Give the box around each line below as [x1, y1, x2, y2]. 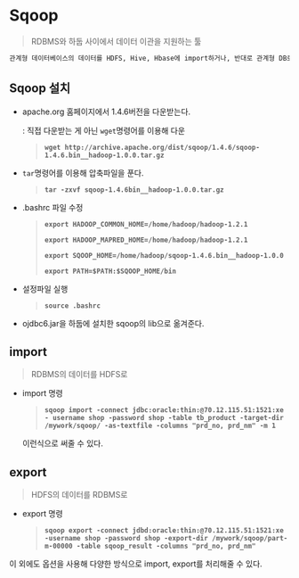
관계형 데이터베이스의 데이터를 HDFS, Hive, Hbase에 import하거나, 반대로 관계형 [9, 54, 276, 62]
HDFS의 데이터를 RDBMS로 [30, 490, 128, 500]
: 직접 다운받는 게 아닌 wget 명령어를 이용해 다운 [21, 125, 185, 136]
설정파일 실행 [21, 283, 69, 294]
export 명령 [21, 508, 64, 519]
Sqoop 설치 [9, 81, 71, 96]
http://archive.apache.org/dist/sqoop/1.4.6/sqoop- [64, 143, 261, 152]
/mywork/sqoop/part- [212, 534, 288, 543]
